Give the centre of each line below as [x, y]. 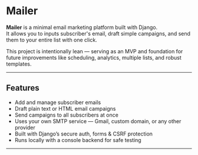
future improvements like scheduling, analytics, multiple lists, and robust [94, 57]
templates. [19, 64]
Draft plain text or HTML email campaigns [65, 108]
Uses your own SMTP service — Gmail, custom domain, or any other [98, 121]
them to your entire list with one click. [52, 40]
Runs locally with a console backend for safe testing [78, 140]
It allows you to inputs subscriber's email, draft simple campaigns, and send [98, 33]
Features [23, 88]
